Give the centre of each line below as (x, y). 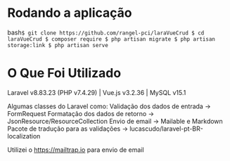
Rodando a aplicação (70, 13)
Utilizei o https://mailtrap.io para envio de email (76, 150)
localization (24, 136)
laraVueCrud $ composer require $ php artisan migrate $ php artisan (111, 39)
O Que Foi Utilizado (64, 73)
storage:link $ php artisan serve (58, 45)
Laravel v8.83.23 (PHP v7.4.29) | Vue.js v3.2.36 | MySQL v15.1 (97, 92)
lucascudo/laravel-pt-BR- (167, 129)
